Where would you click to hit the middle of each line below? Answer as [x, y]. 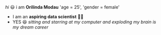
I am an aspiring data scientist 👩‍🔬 [48, 17]
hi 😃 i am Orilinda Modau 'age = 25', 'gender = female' [62, 7]
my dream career [30, 27]
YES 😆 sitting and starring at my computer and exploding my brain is [84, 22]
